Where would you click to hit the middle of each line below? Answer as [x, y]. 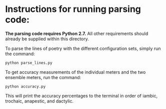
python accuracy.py [25, 86]
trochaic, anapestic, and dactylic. [39, 101]
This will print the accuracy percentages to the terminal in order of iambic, [81, 96]
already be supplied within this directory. [47, 39]
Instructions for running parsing [73, 9]
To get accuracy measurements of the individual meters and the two [75, 72]
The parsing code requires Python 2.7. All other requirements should [77, 33]
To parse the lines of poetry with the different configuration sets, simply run [83, 48]
